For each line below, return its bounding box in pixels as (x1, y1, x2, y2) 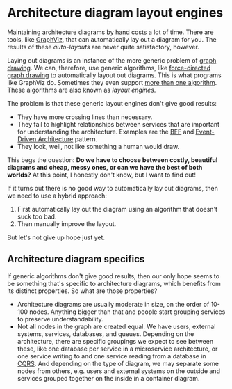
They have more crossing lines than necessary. (17, 113, 153, 121)
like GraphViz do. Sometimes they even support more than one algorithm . (7, 78, 217, 86)
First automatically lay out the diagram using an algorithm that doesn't (17, 205, 217, 213)
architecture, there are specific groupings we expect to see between (17, 337, 214, 345)
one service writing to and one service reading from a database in (17, 351, 206, 360)
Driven (17, 134, 37, 143)
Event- (195, 127, 215, 136)
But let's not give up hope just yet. (7, 233, 106, 241)
